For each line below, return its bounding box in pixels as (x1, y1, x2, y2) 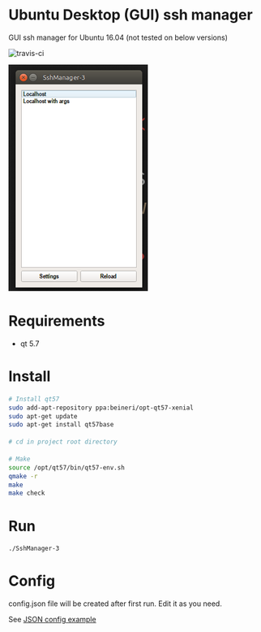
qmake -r (8, 472, 38, 480)
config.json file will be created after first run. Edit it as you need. (8, 599, 223, 608)
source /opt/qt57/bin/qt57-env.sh (8, 463, 126, 472)
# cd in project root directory (8, 438, 118, 446)
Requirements (8, 312, 105, 331)
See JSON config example (8, 615, 96, 625)
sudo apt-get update (8, 412, 79, 420)
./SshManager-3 (8, 544, 60, 553)
